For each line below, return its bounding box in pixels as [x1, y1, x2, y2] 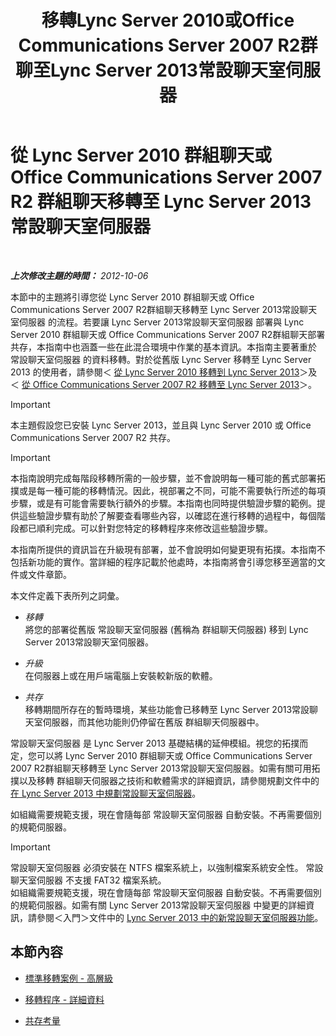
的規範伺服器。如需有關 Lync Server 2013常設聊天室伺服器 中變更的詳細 [10, 899, 307, 911]
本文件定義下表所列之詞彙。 [10, 589, 125, 601]
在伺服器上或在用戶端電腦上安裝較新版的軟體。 [24, 669, 218, 681]
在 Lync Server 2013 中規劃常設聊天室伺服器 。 [10, 787, 202, 799]
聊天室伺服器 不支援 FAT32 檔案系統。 [10, 874, 167, 886]
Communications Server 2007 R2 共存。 [10, 431, 176, 443]
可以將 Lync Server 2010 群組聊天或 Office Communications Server [36, 749, 313, 761]
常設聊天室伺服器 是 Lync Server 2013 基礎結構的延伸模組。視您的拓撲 [10, 737, 300, 749]
